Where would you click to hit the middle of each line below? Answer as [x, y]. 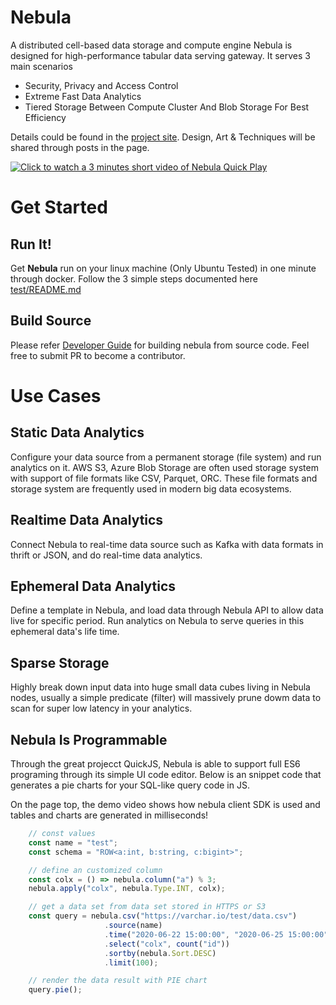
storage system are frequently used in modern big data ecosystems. [151, 488]
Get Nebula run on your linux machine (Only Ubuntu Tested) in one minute [163, 268]
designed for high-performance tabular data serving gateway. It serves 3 [160, 55]
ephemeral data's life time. [65, 632]
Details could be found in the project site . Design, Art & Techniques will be [163, 137]
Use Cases [56, 395]
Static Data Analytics [77, 432]
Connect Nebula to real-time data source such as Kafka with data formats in [167, 544]
